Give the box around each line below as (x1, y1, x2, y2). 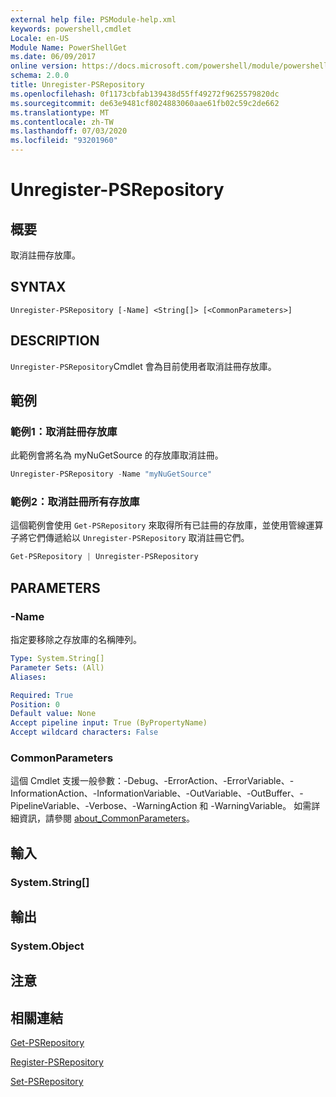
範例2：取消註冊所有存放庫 (10, 495, 140, 509)
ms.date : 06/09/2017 (10, 52, 97, 62)
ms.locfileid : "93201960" (10, 136, 118, 146)
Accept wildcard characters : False (10, 727, 159, 738)
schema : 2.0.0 (10, 71, 70, 81)
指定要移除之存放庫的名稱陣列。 (10, 634, 142, 646)
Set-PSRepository (10, 1076, 84, 1088)
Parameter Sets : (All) (10, 662, 105, 673)
